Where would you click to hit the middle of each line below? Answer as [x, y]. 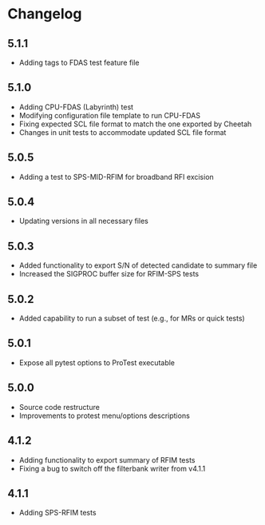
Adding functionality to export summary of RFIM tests [107, 459]
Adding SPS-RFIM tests [57, 513]
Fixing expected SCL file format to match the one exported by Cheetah [135, 124]
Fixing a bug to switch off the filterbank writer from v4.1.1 [112, 468]
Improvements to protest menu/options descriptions [105, 416]
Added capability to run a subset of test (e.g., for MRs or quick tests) [132, 318]
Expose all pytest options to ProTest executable [97, 362]
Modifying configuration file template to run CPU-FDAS [110, 115]
